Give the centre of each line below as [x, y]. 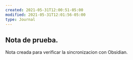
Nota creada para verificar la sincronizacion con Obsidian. [66, 52]
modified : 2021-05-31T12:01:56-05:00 [46, 15]
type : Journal [20, 19]
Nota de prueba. [32, 40]
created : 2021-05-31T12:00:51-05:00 [44, 10]
